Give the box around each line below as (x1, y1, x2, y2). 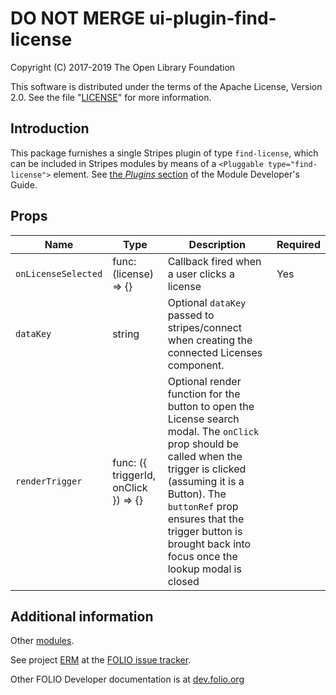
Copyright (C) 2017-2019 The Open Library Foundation (10, 61, 236, 73)
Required (276, 237, 321, 251)
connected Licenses (167, 345, 263, 359)
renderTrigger (15, 475, 83, 487)
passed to (167, 308, 215, 322)
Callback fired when (167, 254, 262, 268)
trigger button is (167, 524, 243, 538)
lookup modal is (167, 562, 242, 576)
